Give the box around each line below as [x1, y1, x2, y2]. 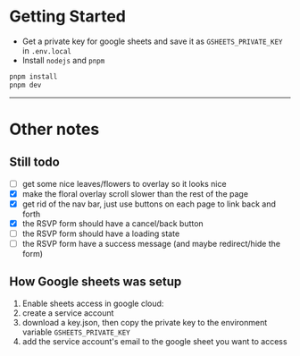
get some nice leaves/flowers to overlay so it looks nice [21, 178, 227, 189]
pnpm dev [9, 81, 42, 89]
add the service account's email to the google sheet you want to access [21, 335, 287, 346]
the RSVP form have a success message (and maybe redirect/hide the [21, 239, 281, 249]
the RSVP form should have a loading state [21, 228, 180, 239]
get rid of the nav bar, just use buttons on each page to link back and [21, 199, 277, 209]
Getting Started [9, 6, 127, 27]
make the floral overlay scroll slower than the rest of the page [21, 188, 248, 199]
